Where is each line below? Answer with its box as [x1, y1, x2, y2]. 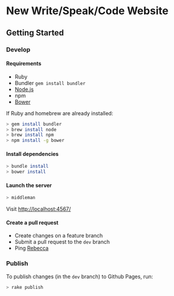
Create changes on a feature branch [14, 232, 103, 239]
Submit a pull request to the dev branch [14, 238, 110, 246]
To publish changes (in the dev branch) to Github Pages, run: [6, 273, 153, 280]
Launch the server [6, 181, 52, 188]
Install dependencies [6, 150, 59, 157]
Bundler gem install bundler [14, 79, 86, 86]
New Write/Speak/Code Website [6, 4, 169, 18]
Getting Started [6, 28, 64, 38]
